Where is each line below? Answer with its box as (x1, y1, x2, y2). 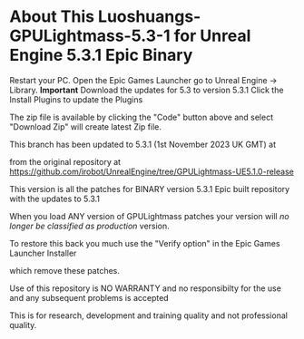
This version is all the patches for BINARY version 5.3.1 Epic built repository (9, 183, 290, 194)
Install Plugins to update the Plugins (9, 93, 143, 105)
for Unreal (173, 25, 251, 46)
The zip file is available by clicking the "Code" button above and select (9, 111, 274, 122)
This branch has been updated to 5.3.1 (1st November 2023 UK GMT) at (9, 139, 277, 150)
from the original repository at (9, 156, 121, 167)
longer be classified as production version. (9, 220, 170, 231)
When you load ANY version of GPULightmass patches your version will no (9, 210, 289, 221)
